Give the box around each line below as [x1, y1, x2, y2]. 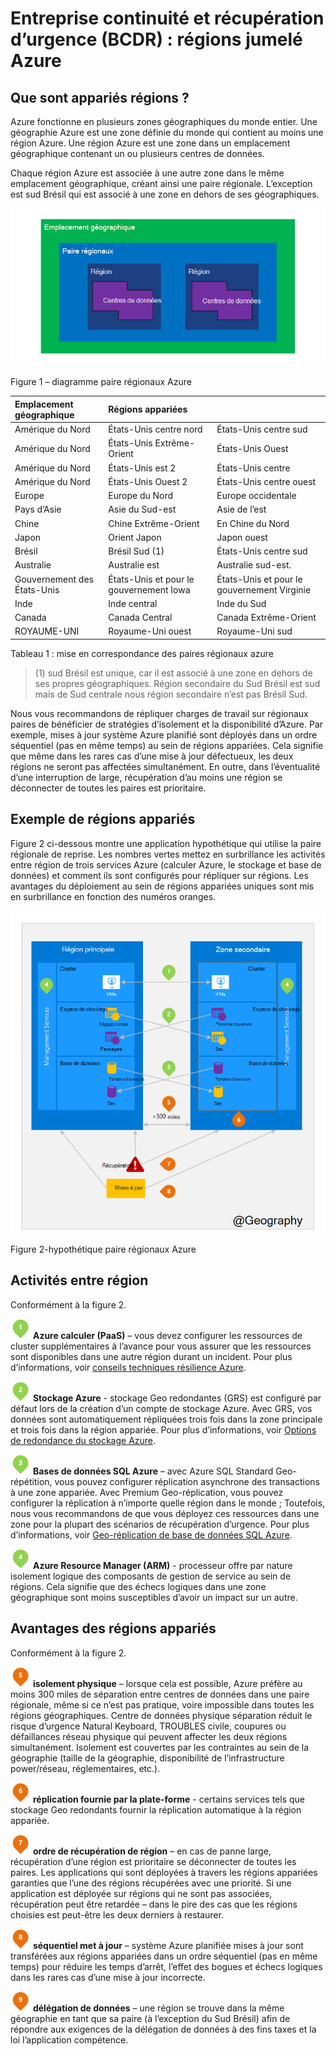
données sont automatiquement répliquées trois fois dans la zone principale [10, 1413, 323, 1425]
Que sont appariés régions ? [10, 89, 190, 106]
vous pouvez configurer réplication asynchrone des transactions [54, 1475, 320, 1487]
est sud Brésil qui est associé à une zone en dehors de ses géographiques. [10, 188, 320, 200]
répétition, [10, 1475, 53, 1487]
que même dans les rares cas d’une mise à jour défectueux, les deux [10, 750, 294, 762]
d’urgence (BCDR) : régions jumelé [10, 28, 303, 51]
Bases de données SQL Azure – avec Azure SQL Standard [32, 1465, 274, 1477]
